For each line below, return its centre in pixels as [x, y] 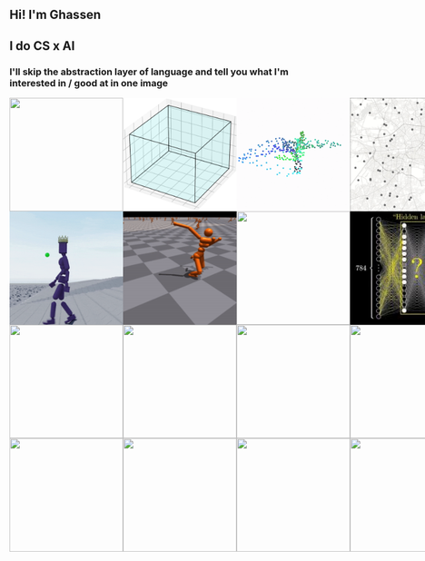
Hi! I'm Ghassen [55, 15]
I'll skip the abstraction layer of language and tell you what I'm [149, 72]
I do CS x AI [42, 46]
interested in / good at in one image [89, 83]
